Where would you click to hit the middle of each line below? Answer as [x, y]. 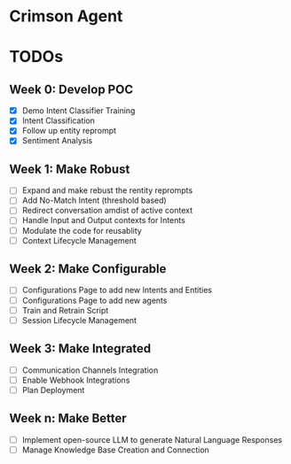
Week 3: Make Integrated [80, 348]
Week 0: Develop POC [71, 89]
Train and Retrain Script [65, 310]
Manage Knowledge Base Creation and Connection [116, 450]
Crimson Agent [66, 16]
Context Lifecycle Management [79, 240]
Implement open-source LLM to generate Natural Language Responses [152, 439]
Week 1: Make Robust [70, 169]
